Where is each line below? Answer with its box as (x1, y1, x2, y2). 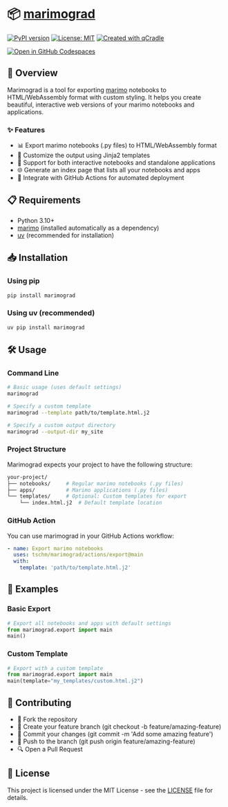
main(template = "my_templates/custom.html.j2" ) (7, 678, 144, 684)
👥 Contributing (7, 697, 72, 709)
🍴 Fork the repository (17, 715, 78, 724)
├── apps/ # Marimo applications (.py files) (7, 487, 169, 493)
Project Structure (7, 444, 66, 454)
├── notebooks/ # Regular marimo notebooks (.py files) (7, 480, 184, 487)
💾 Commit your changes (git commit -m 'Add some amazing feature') (17, 730, 213, 738)
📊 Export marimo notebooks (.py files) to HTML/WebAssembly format (17, 141, 218, 149)
